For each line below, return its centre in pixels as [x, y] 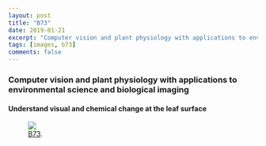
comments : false [35, 52]
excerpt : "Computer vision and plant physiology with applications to [127, 37]
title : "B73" [30, 23]
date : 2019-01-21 [37, 30]
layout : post [30, 15]
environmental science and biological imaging [99, 89]
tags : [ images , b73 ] [42, 45]
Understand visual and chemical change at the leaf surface [108, 108]
